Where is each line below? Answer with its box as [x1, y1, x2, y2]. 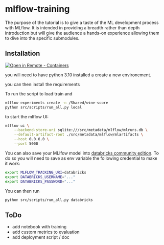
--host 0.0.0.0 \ [14, 137, 49, 142]
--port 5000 [14, 141, 38, 146]
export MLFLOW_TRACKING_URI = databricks [5, 170, 87, 175]
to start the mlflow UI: [5, 113, 49, 119]
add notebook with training [12, 224, 67, 230]
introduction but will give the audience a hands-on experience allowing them [5, 30, 160, 36]
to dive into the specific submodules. [5, 35, 80, 41]
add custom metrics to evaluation [12, 229, 80, 235]
